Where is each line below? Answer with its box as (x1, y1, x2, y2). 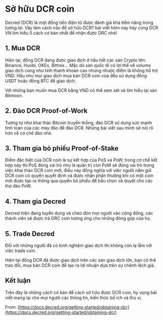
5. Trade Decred (5, 230, 55, 238)
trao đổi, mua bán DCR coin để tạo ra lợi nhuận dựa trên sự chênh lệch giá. (5, 262, 155, 268)
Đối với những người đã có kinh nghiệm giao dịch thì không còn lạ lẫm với (5, 243, 152, 248)
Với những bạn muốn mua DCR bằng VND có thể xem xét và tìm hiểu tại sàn (5, 87, 157, 93)
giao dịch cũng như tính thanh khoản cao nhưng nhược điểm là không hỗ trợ (5, 67, 158, 73)
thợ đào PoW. (5, 183, 32, 189)
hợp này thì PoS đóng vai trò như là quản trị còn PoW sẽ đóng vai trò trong (5, 162, 155, 168)
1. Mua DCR (5, 44, 41, 52)
